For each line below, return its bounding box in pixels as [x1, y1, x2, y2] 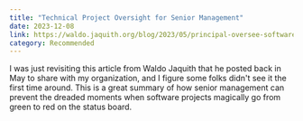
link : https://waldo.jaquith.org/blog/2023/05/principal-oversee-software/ [9, 30, 300, 39]
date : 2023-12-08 [9, 22, 75, 31]
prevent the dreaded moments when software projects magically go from [9, 92, 281, 103]
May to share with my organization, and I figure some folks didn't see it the [9, 73, 287, 84]
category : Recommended [9, 38, 95, 48]
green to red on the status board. [9, 101, 133, 113]
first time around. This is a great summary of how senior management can [9, 82, 285, 93]
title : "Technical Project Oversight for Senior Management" [9, 13, 244, 23]
